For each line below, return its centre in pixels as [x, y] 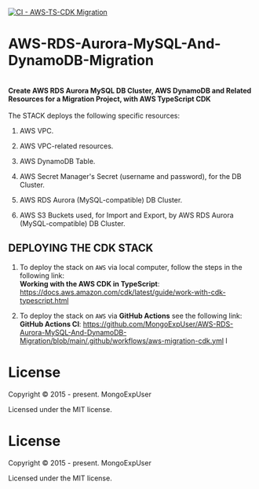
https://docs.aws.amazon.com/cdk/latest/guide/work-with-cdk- [122, 292]
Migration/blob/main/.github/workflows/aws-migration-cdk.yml [122, 341]
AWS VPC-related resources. [66, 146]
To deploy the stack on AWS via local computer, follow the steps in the [131, 267]
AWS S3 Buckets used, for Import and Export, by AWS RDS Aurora [126, 215]
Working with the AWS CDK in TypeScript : [89, 283]
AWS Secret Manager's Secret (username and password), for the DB [130, 176]
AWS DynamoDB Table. [57, 161]
